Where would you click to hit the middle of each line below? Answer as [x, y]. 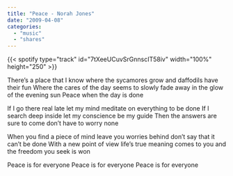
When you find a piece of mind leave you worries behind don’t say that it [111, 137]
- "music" [27, 33]
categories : [24, 26]
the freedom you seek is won [49, 152]
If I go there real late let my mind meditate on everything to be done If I [109, 109]
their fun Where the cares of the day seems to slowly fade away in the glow [115, 88]
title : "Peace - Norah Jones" [51, 14]
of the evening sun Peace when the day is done [75, 95]
